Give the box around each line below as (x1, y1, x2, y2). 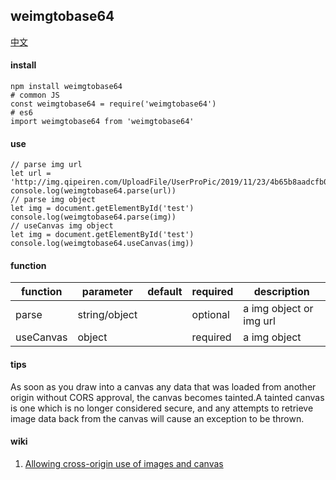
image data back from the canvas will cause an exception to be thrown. (10, 412, 305, 424)
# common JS (10, 90, 60, 101)
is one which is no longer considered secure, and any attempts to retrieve (10, 402, 314, 414)
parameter (81, 285, 133, 299)
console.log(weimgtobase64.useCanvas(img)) (10, 239, 195, 249)
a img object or (243, 302, 314, 316)
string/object (77, 308, 138, 322)
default (147, 285, 183, 299)
